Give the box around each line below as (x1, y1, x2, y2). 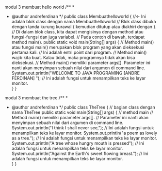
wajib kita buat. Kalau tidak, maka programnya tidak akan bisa (11, 55, 135, 60)
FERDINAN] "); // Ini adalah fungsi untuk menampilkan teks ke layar (11, 75, 146, 81)
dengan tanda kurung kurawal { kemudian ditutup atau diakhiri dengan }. (11, 24, 157, 30)
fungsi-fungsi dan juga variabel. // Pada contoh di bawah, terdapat (11, 34, 145, 40)
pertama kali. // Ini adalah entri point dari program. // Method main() (11, 49, 147, 55)
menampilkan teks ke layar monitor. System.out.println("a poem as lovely (11, 130, 158, 136)
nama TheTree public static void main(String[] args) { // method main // (11, 109, 153, 115)
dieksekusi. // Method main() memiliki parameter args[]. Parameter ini (11, 60, 151, 65)
